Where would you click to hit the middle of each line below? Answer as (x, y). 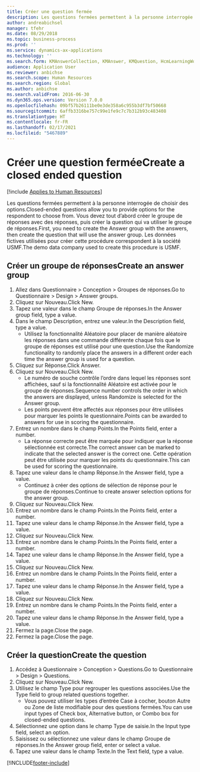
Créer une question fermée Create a (96, 162)
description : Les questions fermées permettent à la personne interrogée (100, 17)
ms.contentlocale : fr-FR (37, 122)
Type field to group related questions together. (72, 695)
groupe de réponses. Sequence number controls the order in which (106, 390)
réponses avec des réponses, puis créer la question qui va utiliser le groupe (99, 222)
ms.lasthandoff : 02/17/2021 (42, 128)
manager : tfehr (26, 28)
